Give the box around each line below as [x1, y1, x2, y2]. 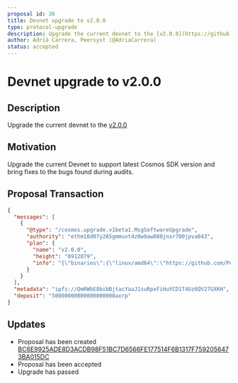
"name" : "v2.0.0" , [33, 246, 87, 253]
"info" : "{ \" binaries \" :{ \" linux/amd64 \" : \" [33, 259, 166, 266]
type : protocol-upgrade [7, 23, 78, 30]
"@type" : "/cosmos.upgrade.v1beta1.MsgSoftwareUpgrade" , [25, 227, 198, 234]
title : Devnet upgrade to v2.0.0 [7, 17, 106, 24]
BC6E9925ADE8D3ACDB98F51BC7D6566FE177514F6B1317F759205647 [17, 345, 229, 353]
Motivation [7, 141, 57, 153]
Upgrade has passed [17, 367, 79, 376]
